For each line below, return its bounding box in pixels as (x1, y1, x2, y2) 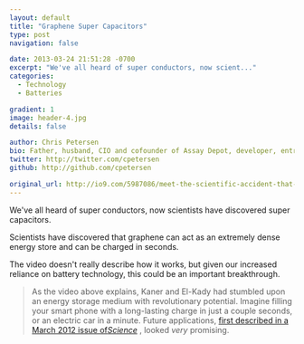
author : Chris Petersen (9, 138, 100, 148)
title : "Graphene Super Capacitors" (9, 22, 147, 31)
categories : (9, 72, 54, 81)
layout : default (9, 13, 71, 23)
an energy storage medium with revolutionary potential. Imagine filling (31, 295, 292, 306)
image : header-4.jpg (9, 113, 88, 122)
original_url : (9, 179, 63, 188)
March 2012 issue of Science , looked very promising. (31, 324, 230, 335)
